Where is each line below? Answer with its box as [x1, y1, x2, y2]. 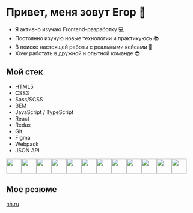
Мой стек [6, 67, 43, 77]
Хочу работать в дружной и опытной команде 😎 [14, 49, 141, 56]
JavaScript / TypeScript [14, 108, 74, 116]
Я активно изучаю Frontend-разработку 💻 [14, 25, 124, 32]
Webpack [14, 140, 39, 148]
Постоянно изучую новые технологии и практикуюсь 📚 [14, 34, 159, 41]
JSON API [14, 146, 40, 154]
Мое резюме [6, 184, 57, 194]
